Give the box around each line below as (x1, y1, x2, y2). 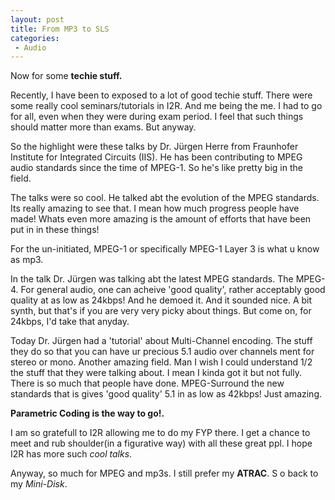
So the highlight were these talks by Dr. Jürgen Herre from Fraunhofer (10, 141, 299, 153)
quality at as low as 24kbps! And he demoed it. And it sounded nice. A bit (10, 294, 313, 306)
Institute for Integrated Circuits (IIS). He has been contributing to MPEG (10, 151, 303, 163)
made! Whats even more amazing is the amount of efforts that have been (10, 213, 312, 225)
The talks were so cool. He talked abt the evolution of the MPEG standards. (10, 192, 320, 204)
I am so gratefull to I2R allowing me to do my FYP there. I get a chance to (10, 427, 311, 439)
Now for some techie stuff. (10, 70, 123, 82)
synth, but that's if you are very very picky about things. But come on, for (10, 305, 312, 317)
